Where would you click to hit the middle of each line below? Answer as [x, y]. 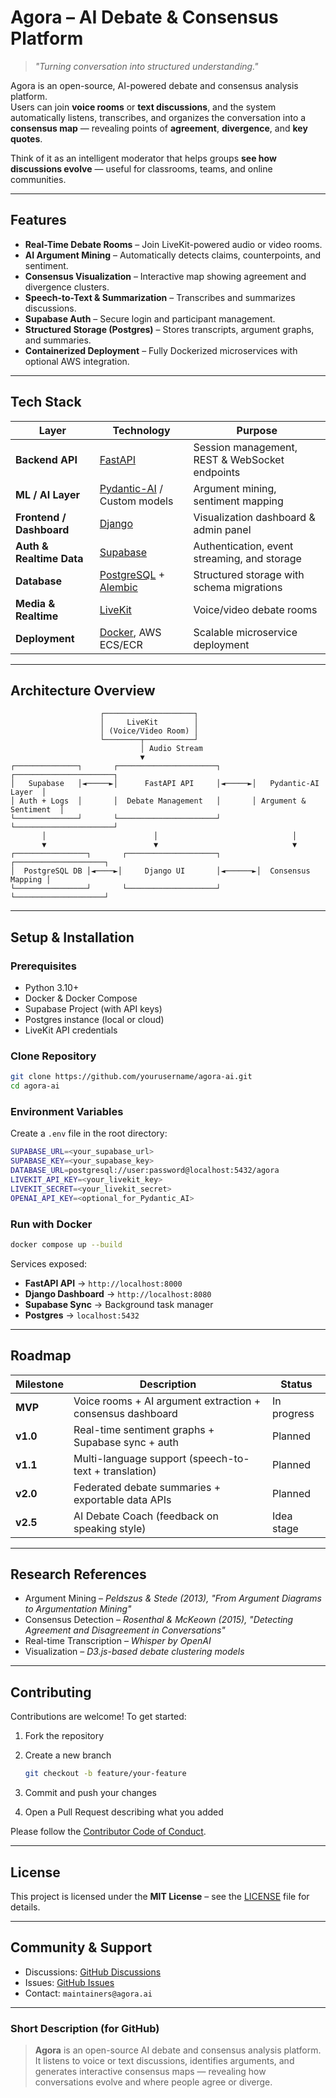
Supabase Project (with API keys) [93, 1009]
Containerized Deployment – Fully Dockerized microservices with [161, 350]
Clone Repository [53, 1056]
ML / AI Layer [47, 494]
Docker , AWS [130, 632]
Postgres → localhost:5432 [82, 1315]
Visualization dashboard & [254, 517]
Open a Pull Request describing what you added [124, 1812]
